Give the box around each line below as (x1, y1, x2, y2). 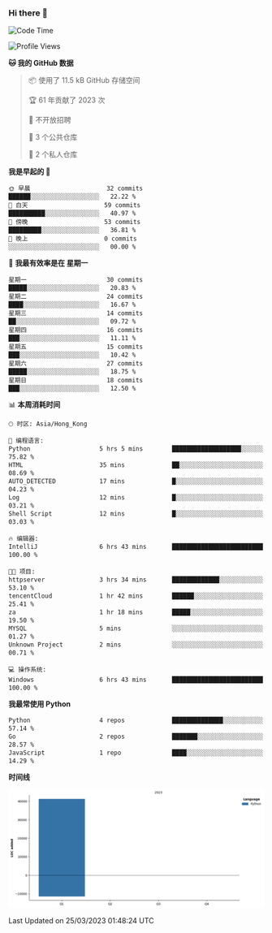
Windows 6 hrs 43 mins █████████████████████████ (8, 676, 264, 685)
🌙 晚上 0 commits (8, 235, 137, 243)
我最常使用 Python (8, 699, 71, 709)
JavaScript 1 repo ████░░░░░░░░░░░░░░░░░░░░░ (8, 749, 264, 758)
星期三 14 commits (8, 309, 144, 317)
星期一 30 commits (8, 276, 144, 284)
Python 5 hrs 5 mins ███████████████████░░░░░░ (8, 445, 264, 453)
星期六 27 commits (8, 360, 144, 368)
